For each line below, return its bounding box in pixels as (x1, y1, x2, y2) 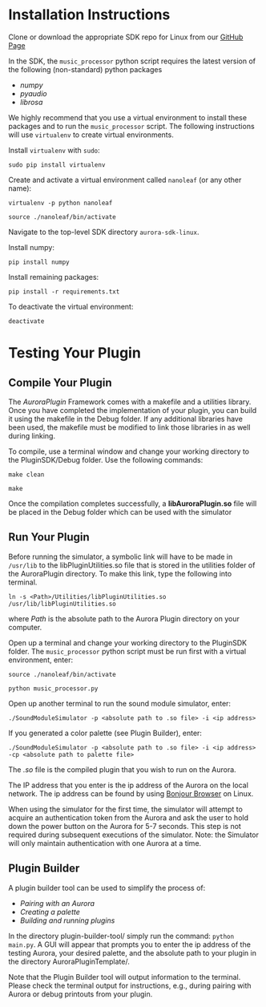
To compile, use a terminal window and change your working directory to (8, 447, 250, 456)
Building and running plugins (19, 916, 115, 925)
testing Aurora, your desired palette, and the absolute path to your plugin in (8, 948, 256, 957)
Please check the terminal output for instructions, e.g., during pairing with (8, 981, 252, 990)
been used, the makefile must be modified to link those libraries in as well (8, 423, 251, 432)
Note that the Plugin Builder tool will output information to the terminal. (8, 972, 241, 981)
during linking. (8, 431, 56, 440)
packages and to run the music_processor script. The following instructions (8, 121, 255, 131)
